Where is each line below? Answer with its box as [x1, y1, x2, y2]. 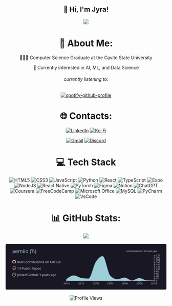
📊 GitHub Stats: [51, 212, 121, 224]
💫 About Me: [59, 38, 113, 49]
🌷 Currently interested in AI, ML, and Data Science [33, 64, 139, 70]
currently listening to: [63, 76, 109, 82]
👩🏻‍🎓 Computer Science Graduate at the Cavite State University [19, 55, 153, 61]
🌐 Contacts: [59, 110, 113, 122]
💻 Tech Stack [56, 156, 116, 168]
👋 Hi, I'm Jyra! [63, 5, 109, 14]
